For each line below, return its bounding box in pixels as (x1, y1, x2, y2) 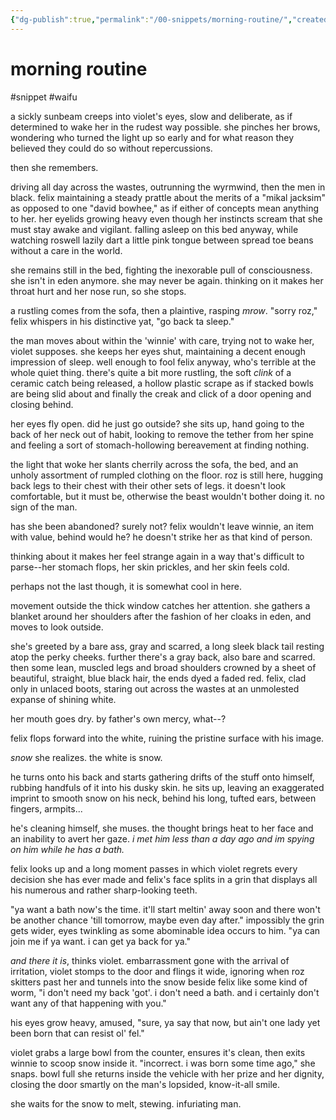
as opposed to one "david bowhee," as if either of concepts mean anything (10, 202, 320, 214)
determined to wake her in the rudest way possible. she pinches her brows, (10, 121, 321, 133)
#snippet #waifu (10, 91, 78, 103)
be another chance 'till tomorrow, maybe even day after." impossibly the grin (10, 914, 325, 926)
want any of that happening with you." (10, 997, 167, 1009)
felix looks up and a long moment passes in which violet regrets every (10, 862, 298, 875)
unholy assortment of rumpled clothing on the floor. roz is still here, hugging (10, 469, 324, 481)
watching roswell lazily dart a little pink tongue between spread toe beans (10, 234, 314, 246)
